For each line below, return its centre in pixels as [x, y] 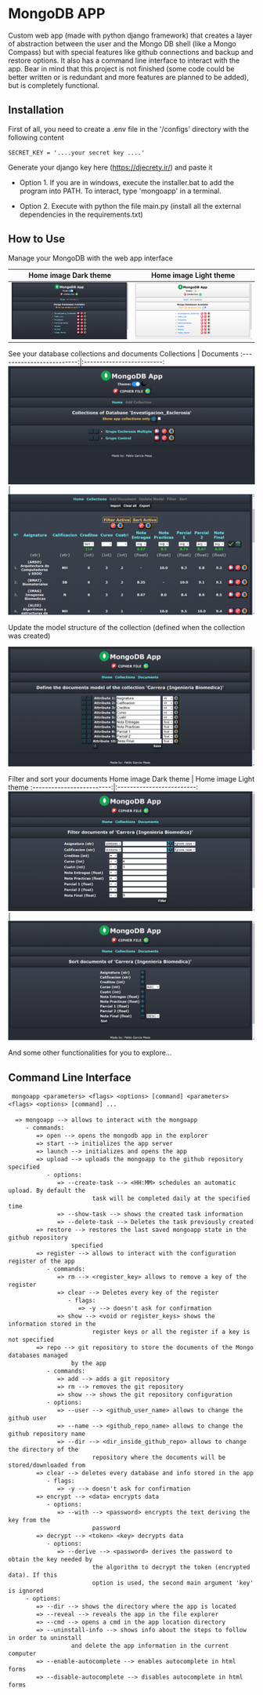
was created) [29, 636]
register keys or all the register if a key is [171, 1332]
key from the [29, 1520]
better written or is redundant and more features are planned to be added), [128, 77]
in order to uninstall [45, 1638]
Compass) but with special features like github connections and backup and [131, 52]
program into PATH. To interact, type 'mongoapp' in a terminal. [120, 191]
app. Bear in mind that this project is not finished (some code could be [121, 68]
